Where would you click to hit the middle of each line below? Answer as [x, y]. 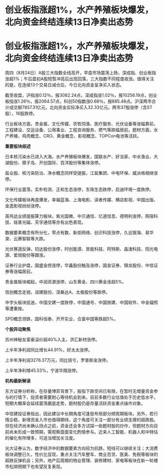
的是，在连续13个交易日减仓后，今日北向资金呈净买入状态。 [65, 85]
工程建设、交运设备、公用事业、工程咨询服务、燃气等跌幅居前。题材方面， [79, 130]
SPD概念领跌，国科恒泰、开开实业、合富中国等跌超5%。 [62, 319]
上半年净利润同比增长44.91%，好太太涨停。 [49, 350]
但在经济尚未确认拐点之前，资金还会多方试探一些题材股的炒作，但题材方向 [79, 426]
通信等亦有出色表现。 [64, 222]
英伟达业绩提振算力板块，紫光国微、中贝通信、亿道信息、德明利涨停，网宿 [79, 216]
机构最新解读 [18, 381]
